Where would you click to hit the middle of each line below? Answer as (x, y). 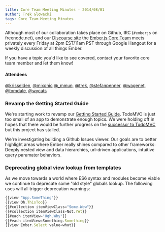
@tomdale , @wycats (26, 90)
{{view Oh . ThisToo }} (26, 203)
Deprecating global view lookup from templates (63, 168)
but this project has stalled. (33, 130)
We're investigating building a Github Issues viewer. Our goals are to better (81, 139)
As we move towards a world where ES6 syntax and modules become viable (82, 178)
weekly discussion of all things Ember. (44, 48)
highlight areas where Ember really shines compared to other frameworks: (81, 144)
